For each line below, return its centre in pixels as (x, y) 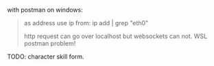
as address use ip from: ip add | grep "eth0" (86, 23)
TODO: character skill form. (46, 56)
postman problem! (50, 43)
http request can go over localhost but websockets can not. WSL (116, 36)
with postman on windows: (45, 10)
